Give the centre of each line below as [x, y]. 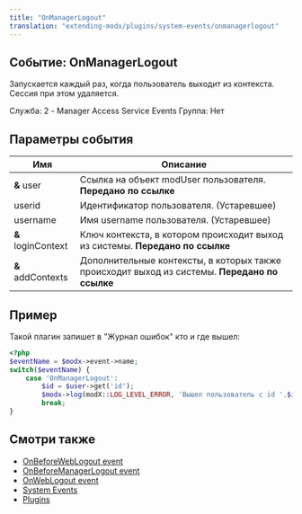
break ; [54, 403]
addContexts [41, 278]
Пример [33, 315]
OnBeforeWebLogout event [73, 461]
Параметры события [71, 139]
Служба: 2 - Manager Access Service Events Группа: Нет [117, 111]
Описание [184, 164]
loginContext [41, 246]
